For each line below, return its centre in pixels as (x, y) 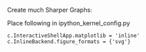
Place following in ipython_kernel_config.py (69, 23)
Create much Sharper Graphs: (50, 10)
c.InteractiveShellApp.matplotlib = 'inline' (73, 36)
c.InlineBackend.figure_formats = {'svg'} (69, 42)
